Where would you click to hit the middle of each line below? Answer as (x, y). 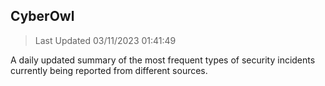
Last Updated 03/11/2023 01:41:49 (105, 40)
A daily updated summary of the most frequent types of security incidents (163, 60)
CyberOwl (42, 16)
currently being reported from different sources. (109, 70)
